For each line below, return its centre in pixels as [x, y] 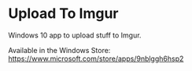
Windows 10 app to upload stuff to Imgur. [75, 35]
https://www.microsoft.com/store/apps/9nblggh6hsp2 [96, 59]
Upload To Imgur [63, 14]
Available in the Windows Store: [59, 50]
